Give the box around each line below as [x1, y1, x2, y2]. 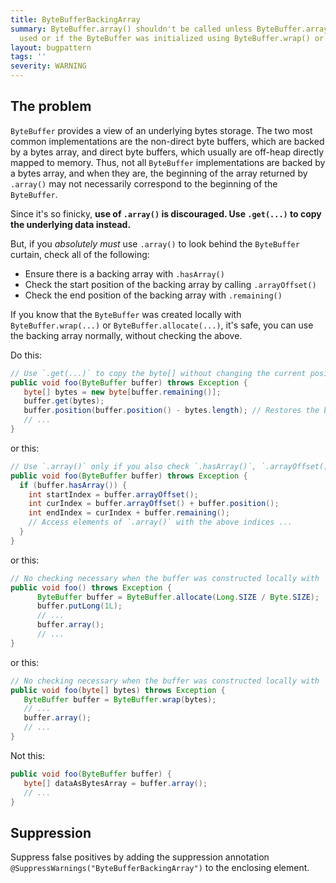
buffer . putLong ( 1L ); [36, 601, 123, 611]
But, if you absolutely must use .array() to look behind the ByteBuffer [10, 237, 300, 250]
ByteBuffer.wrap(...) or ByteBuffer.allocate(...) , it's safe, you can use [10, 319, 314, 331]
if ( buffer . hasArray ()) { [19, 480, 128, 490]
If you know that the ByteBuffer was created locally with [10, 308, 242, 320]
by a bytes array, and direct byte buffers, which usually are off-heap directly [10, 146, 325, 158]
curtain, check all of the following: [10, 248, 150, 260]
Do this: [10, 349, 43, 361]
